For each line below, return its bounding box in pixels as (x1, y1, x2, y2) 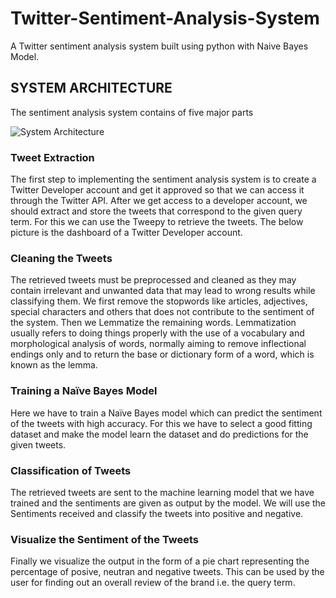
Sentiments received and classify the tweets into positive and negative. (10, 507, 304, 519)
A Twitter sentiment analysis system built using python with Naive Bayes (10, 40, 309, 52)
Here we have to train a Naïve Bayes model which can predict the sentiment (10, 407, 323, 419)
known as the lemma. (10, 359, 98, 371)
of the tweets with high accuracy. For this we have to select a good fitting (10, 417, 313, 429)
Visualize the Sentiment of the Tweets (10, 532, 200, 546)
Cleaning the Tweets (10, 251, 113, 265)
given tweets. (10, 438, 67, 451)
